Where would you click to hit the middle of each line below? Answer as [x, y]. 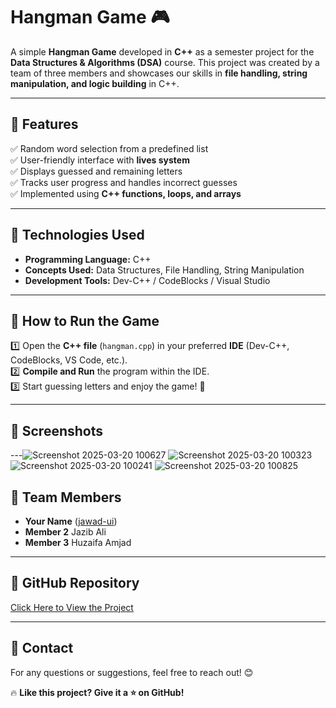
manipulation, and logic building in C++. [95, 83]
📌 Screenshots [57, 430]
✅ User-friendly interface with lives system [100, 160]
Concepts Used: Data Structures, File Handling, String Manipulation [164, 270]
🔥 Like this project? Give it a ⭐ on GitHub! [97, 692]
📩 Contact [42, 648]
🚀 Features [44, 124]
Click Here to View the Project [72, 607]
